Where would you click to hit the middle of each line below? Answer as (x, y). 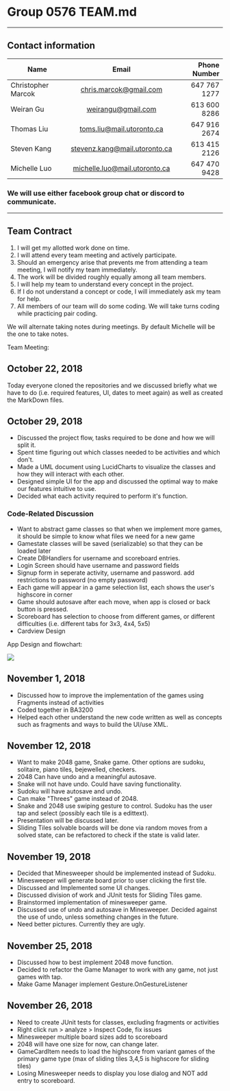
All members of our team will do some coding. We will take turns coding (118, 306)
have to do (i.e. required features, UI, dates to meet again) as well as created (115, 392)
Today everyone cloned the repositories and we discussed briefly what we (112, 385)
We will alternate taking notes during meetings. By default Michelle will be (111, 326)
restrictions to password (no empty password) (82, 579)
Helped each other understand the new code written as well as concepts (119, 717)
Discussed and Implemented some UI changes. (84, 888)
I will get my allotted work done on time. (73, 248)
